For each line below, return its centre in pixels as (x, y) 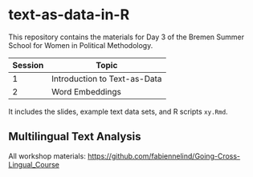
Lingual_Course (34, 164)
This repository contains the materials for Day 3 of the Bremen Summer (126, 37)
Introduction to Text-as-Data (107, 78)
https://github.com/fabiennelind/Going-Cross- (164, 156)
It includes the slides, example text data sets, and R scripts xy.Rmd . (118, 111)
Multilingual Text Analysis (75, 137)
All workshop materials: (47, 156)
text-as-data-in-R (69, 15)
